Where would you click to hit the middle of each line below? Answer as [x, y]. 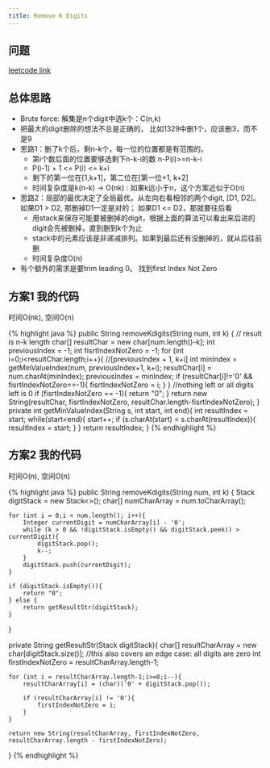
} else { [23, 600]
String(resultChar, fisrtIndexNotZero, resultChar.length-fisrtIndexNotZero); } [134, 402]
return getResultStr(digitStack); [81, 607]
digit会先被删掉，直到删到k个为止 [87, 228]
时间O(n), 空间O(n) [39, 476]
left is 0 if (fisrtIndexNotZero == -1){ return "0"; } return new [108, 394]
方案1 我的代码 [44, 296]
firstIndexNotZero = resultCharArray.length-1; [84, 662]
